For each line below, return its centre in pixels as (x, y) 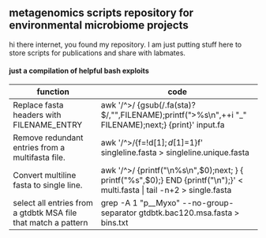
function (53, 92)
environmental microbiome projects (99, 26)
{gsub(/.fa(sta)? (167, 105)
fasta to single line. (48, 185)
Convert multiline (45, 176)
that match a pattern (51, 223)
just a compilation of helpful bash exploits (79, 71)
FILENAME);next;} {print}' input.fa (163, 125)
